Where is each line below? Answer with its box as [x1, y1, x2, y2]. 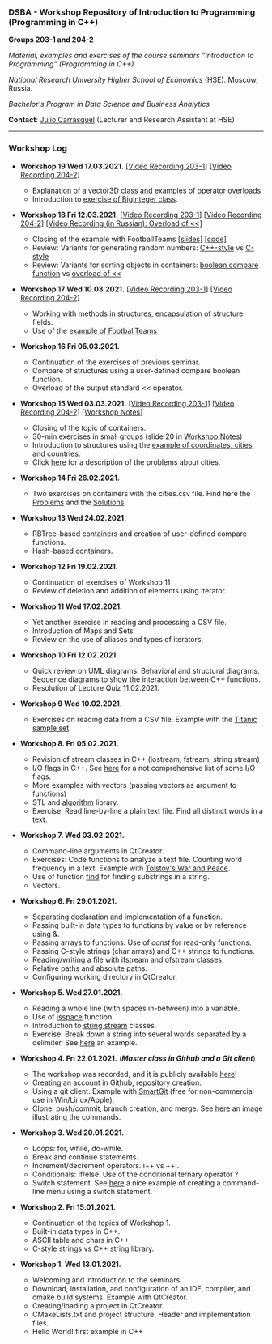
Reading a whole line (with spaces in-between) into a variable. [32, 1003, 240, 1013]
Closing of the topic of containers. [32, 423, 147, 432]
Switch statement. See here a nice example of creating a [32, 1177, 221, 1188]
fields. [32, 317, 53, 326]
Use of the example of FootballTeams [32, 325, 158, 335]
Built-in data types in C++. [32, 1226, 121, 1236]
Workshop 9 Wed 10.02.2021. [19, 699, 123, 708]
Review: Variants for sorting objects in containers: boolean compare [32, 260, 259, 270]
